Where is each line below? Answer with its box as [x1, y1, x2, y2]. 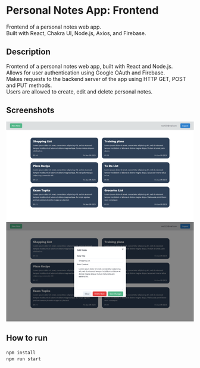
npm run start [6, 355, 42, 362]
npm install [6, 350, 36, 355]
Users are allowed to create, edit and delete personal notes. [6, 88, 153, 95]
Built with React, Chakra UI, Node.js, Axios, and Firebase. [6, 29, 146, 36]
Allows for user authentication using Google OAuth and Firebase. [6, 69, 165, 76]
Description [6, 47, 51, 57]
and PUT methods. [6, 82, 52, 89]
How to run [6, 333, 48, 343]
